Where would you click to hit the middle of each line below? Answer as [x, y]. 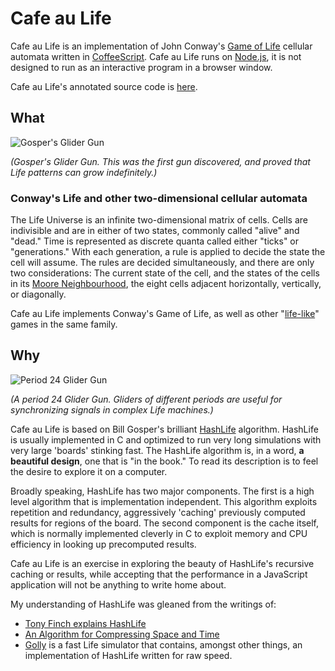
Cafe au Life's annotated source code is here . [104, 86]
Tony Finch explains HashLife [85, 623]
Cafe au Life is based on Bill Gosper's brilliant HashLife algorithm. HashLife [164, 429]
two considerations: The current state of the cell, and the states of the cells [165, 273]
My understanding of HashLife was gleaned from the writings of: [143, 604]
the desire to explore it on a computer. [89, 471]
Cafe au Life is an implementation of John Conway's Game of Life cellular [161, 46]
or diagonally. [38, 294]
